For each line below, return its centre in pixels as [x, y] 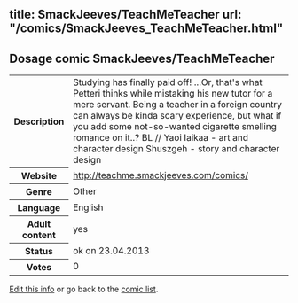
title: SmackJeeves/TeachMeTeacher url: [125, 15]
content [39, 235]
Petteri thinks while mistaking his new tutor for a [173, 94]
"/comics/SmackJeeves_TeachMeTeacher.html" [146, 29]
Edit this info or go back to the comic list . [84, 289]
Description [39, 121]
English [88, 207]
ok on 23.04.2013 [111, 250]
